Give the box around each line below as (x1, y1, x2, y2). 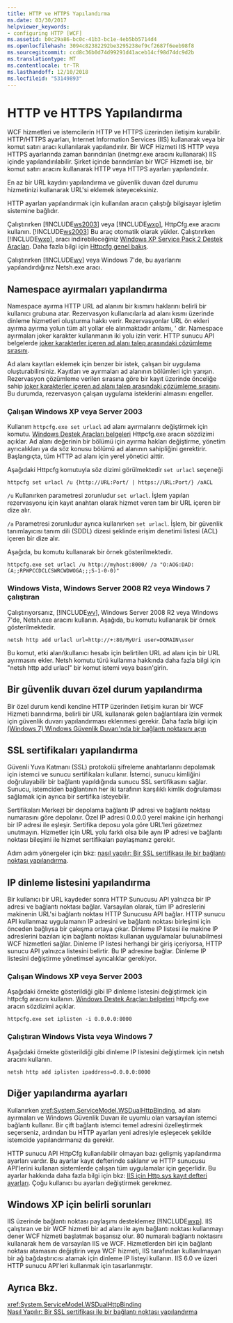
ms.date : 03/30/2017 (7, 17, 67, 24)
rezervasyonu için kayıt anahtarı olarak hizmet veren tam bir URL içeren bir (7, 499, 221, 507)
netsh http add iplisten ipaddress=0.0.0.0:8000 (7, 1068, 151, 1076)
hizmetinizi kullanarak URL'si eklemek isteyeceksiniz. (7, 186, 159, 194)
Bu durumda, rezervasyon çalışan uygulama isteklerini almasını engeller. (7, 389, 214, 398)
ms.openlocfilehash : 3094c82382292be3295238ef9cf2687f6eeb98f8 (7, 42, 195, 49)
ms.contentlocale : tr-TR (7, 62, 79, 69)
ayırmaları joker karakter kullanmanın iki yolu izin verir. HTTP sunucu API (7, 331, 214, 340)
